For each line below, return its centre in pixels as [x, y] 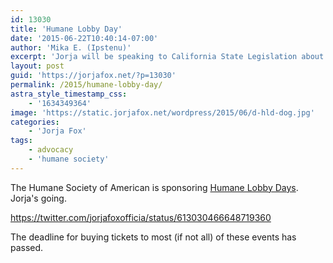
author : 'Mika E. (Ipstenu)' [71, 47]
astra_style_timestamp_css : [69, 94]
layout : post [37, 66]
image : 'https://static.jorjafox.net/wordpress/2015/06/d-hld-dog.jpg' [162, 112]
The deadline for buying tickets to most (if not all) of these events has [153, 237]
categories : [35, 122]
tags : [21, 141]
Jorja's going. [38, 198]
